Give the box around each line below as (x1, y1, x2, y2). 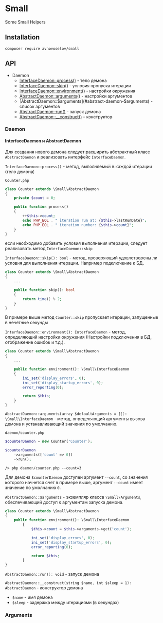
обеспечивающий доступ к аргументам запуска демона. (5, 499, 124, 505)
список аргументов (19, 103, 60, 109)
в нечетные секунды (5, 320, 48, 326)
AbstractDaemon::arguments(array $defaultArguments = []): (5, 411, 127, 417)
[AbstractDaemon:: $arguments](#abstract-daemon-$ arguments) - (19, 98, 153, 104)
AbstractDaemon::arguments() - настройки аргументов (19, 93, 132, 99)
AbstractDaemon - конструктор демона (5, 585, 83, 591)
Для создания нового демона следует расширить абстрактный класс (5, 149, 150, 155)
